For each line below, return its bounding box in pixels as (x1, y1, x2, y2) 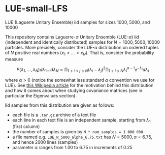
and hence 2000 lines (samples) (12, 139, 78, 145)
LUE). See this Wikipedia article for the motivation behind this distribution (5, 82, 154, 89)
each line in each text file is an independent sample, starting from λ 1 (12, 117, 151, 124)
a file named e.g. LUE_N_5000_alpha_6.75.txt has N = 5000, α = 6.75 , (12, 134, 153, 140)
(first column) (12, 124, 40, 129)
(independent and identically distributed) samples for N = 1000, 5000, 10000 (5, 39, 160, 45)
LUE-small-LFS (5, 3, 68, 14)
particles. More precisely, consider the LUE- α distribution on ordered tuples (5, 44, 159, 50)
